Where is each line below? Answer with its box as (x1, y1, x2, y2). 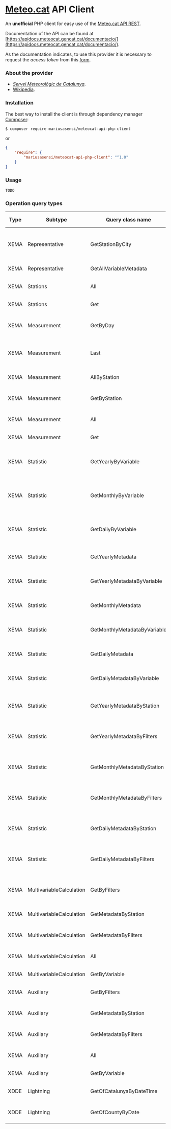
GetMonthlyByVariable (90, 492, 144, 499)
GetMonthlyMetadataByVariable (90, 626, 167, 634)
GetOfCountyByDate (90, 1109, 140, 1116)
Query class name (106, 216, 151, 223)
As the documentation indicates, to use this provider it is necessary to (5, 51, 152, 57)
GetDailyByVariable (90, 526, 136, 533)
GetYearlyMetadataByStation (90, 702, 160, 709)
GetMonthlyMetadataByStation (90, 763, 164, 771)
